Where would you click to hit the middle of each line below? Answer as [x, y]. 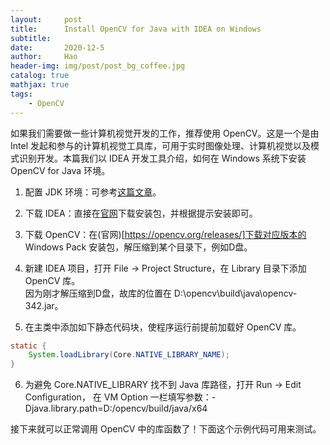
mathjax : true [40, 85]
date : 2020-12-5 [57, 47]
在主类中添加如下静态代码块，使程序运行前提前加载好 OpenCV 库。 [163, 327]
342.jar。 [44, 305]
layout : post [46, 19]
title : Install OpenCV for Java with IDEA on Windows [136, 29]
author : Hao [44, 57]
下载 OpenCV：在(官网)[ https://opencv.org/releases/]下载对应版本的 [165, 234]
